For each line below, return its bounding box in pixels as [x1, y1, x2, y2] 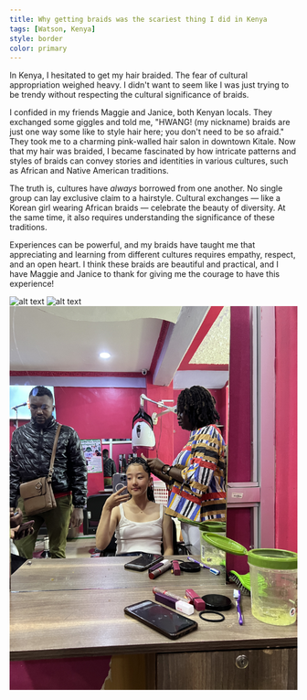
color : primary [9, 44, 68, 53]
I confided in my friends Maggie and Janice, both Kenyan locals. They [9, 107, 272, 118]
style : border [9, 34, 64, 43]
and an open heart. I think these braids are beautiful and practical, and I [9, 259, 279, 270]
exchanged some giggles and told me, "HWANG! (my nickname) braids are [9, 117, 291, 128]
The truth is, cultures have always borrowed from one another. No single [9, 183, 283, 194]
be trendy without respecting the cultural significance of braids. [9, 90, 249, 101]
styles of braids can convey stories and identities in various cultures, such [9, 155, 289, 166]
